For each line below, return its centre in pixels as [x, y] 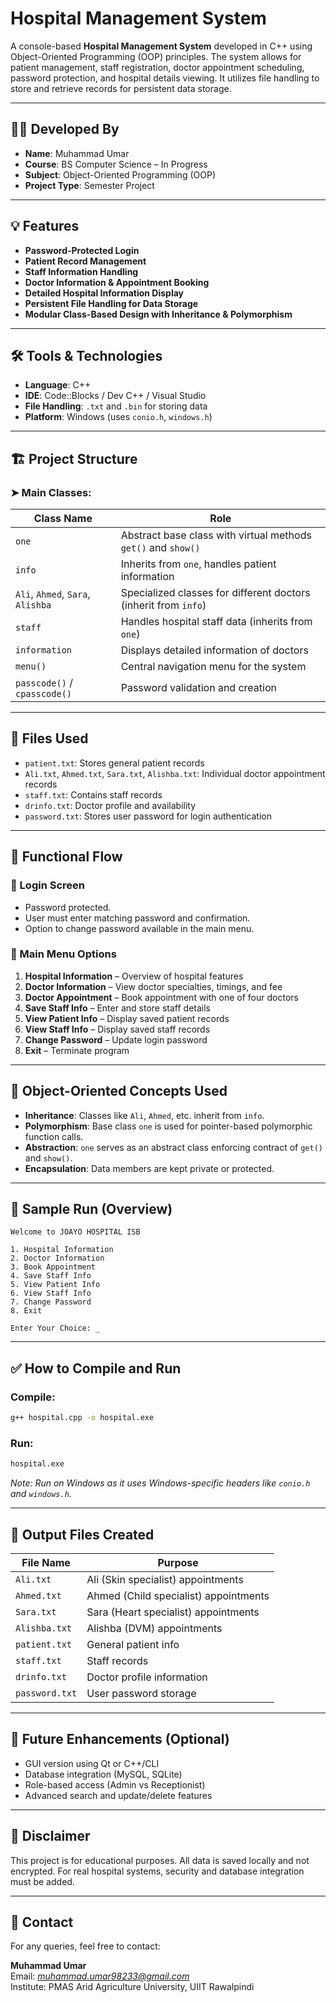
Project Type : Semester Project [89, 185]
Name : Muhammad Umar [77, 153]
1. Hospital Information [62, 1250]
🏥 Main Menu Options [63, 954]
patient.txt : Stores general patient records [114, 763]
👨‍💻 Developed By [65, 129]
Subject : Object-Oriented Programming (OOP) [120, 174]
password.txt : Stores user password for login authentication [148, 816]
